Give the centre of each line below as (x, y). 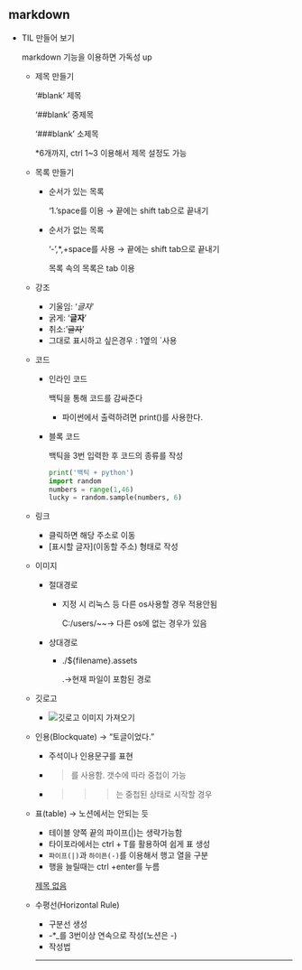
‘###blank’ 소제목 (67, 134)
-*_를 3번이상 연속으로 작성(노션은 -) (113, 936)
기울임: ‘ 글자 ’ (71, 306)
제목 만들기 (54, 76)
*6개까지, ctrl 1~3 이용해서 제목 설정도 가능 (111, 153)
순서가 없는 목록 (76, 229)
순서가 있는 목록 (76, 191)
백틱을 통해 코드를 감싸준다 (96, 397)
